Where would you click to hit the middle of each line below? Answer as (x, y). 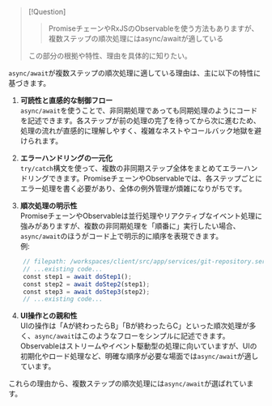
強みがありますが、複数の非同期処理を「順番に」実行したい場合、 (130, 226)
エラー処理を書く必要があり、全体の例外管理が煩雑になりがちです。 (133, 188)
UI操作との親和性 (49, 316)
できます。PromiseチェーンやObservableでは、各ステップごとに (155, 178)
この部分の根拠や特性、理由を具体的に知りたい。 (110, 56)
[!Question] (47, 12)
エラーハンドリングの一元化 (66, 158)
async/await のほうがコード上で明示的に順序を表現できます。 (121, 236)
